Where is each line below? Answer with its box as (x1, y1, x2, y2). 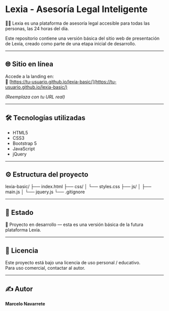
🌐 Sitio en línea (5, 60, 54, 68)
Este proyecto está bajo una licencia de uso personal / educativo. (5, 260, 141, 265)
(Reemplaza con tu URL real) (5, 94, 65, 100)
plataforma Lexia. (5, 227, 41, 233)
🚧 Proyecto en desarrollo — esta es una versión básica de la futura (5, 221, 143, 227)
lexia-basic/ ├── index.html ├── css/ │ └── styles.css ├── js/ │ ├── (5, 184, 152, 190)
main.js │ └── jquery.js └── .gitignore (5, 189, 85, 195)
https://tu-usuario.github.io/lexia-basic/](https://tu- (11, 79, 117, 85)
